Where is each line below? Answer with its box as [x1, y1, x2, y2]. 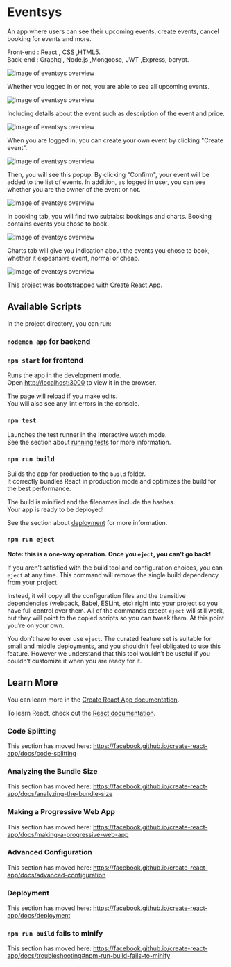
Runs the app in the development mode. [7, 371, 121, 379]
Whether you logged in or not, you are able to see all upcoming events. [7, 82, 210, 90]
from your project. [7, 578, 59, 586]
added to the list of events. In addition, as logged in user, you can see [7, 178, 206, 186]
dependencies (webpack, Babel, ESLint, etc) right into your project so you [7, 599, 219, 607]
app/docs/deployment [7, 911, 71, 920]
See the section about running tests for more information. [7, 438, 171, 447]
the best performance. [7, 484, 71, 493]
